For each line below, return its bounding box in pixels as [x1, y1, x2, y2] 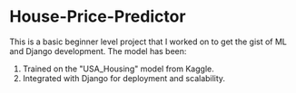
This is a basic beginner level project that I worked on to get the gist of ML [9, 36, 288, 47]
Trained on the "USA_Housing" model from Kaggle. [22, 63, 215, 74]
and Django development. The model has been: [9, 45, 187, 56]
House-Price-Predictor [9, 6, 186, 27]
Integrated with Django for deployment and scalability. [22, 72, 225, 83]
